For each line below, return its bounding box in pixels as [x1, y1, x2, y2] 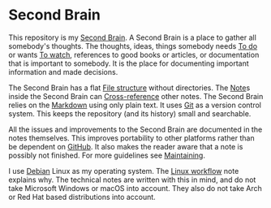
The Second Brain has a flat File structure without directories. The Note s [8, 83, 251, 93]
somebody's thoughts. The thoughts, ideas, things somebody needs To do [8, 41, 258, 50]
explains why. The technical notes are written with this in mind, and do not [8, 175, 256, 184]
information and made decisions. [8, 67, 118, 76]
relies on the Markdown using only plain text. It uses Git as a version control [8, 100, 262, 110]
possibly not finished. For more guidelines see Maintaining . [8, 150, 205, 160]
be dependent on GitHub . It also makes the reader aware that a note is [8, 141, 243, 151]
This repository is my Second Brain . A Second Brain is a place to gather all [8, 32, 257, 42]
